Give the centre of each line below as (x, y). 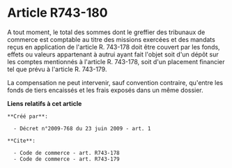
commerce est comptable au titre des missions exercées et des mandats (111, 39)
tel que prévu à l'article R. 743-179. (57, 69)
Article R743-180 (57, 13)
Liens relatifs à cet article (45, 103)
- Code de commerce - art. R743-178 (67, 153)
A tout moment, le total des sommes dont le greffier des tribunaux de (106, 32)
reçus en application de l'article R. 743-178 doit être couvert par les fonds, (114, 47)
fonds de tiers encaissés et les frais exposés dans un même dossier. (105, 90)
